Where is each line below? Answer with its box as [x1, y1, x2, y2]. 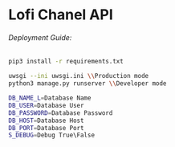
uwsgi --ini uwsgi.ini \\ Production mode [8, 72, 149, 80]
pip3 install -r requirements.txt [8, 58, 124, 66]
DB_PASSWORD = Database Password [8, 108, 113, 117]
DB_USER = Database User [8, 101, 84, 109]
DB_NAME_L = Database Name [8, 94, 92, 102]
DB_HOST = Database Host [8, 116, 84, 125]
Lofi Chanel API [8, 6, 114, 24]
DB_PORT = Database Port [8, 124, 84, 132]
